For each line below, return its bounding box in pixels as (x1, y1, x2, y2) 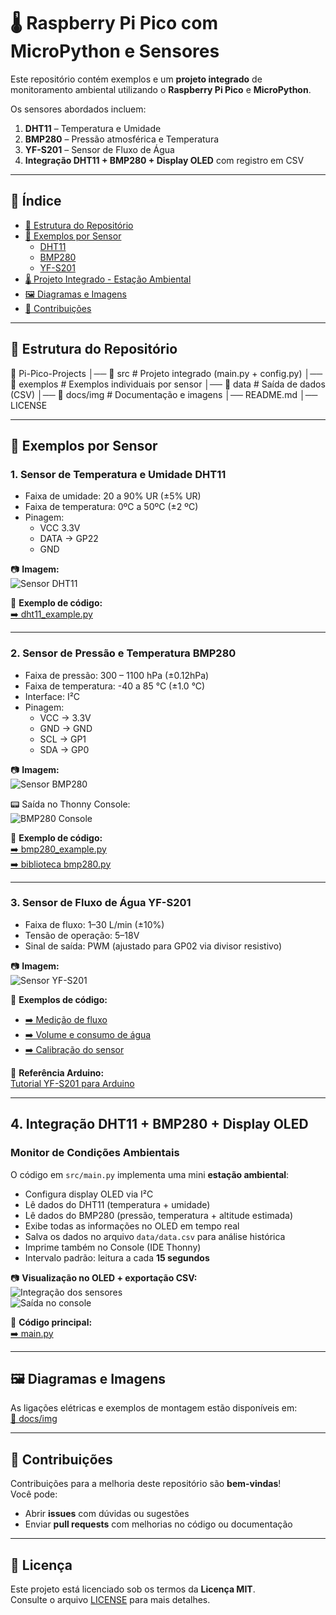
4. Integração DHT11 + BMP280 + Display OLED (10, 1116, 309, 1133)
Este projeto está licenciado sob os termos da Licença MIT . (10, 1583, 256, 1595)
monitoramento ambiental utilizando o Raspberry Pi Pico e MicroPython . (10, 83, 312, 95)
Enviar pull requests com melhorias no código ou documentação (24, 1518, 293, 1530)
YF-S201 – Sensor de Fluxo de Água (24, 143, 175, 155)
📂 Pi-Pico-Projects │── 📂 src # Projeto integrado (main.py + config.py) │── (10, 367, 323, 379)
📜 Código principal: (10, 1316, 93, 1328)
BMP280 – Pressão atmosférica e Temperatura (24, 133, 220, 145)
